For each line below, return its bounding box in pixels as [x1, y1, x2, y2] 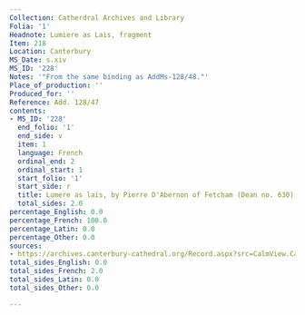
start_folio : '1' [17, 173, 84, 182]
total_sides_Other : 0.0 [9, 283, 100, 292]
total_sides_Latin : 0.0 [9, 275, 100, 284]
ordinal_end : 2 [17, 156, 75, 166]
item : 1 [17, 140, 47, 149]
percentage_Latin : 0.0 [9, 224, 95, 233]
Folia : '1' [9, 22, 51, 31]
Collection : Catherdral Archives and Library [9, 13, 184, 23]
